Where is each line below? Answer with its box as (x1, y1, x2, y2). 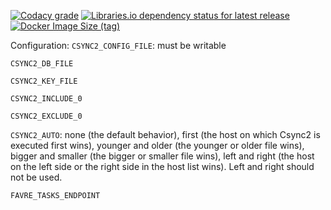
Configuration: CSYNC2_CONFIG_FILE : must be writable (10, 40, 227, 51)
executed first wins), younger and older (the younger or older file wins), (10, 140, 305, 151)
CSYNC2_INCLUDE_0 (10, 94, 83, 104)
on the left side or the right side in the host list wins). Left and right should (10, 161, 315, 172)
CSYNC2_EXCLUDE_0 (10, 111, 83, 121)
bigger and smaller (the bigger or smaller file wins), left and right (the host (10, 150, 315, 162)
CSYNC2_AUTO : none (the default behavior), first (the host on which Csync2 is (10, 129, 321, 140)
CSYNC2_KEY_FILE (10, 76, 78, 86)
